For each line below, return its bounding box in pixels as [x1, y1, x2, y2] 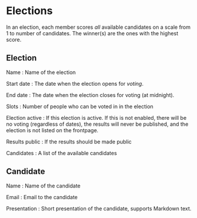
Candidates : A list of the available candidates [6, 149, 117, 156]
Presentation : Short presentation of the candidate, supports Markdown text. [6, 204, 192, 212]
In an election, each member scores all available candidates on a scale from [6, 24, 191, 31]
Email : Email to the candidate [6, 193, 78, 200]
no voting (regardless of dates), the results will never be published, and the [6, 120, 189, 128]
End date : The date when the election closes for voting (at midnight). [6, 91, 175, 98]
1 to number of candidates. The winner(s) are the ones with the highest [6, 29, 179, 36]
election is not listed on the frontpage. [6, 126, 98, 133]
